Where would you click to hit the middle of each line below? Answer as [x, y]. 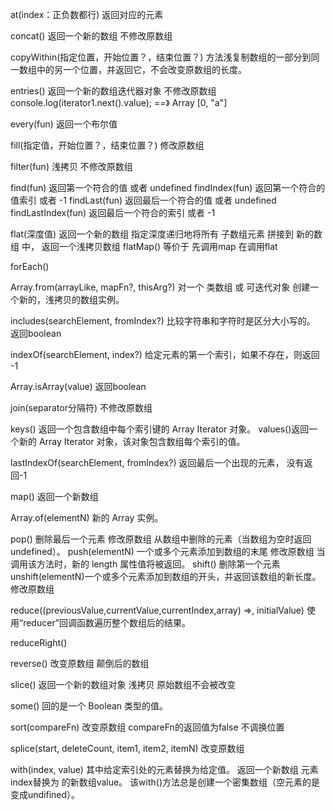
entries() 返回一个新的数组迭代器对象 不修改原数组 [113, 91]
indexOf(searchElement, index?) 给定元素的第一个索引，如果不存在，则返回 [165, 354]
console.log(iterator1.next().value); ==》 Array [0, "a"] [119, 102]
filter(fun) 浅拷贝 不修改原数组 [71, 166]
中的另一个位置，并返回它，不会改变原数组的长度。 [141, 69]
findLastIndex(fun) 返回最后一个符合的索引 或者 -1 [113, 212]
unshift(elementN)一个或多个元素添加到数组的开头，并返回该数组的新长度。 [166, 576]
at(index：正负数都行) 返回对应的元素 [87, 14]
